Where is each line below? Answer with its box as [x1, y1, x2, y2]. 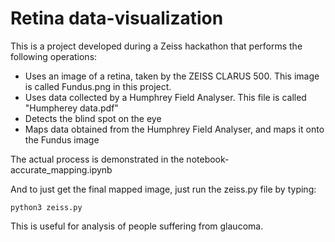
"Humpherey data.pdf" [24, 102, 119, 114]
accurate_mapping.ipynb [10, 163, 113, 176]
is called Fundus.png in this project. [24, 80, 172, 92]
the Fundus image [24, 133, 100, 146]
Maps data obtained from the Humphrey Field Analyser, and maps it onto [24, 123, 325, 135]
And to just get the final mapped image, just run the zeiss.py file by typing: [10, 183, 317, 195]
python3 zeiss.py [10, 202, 83, 212]
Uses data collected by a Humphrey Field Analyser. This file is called [24, 91, 307, 103]
